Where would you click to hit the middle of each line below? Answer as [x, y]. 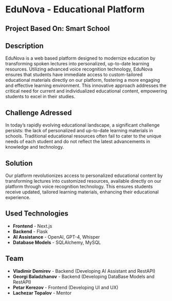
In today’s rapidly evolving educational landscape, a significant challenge [83, 125]
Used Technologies [37, 214]
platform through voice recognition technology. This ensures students [79, 187]
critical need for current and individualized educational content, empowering [86, 91]
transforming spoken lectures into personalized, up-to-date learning [77, 64]
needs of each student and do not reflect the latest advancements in [78, 141]
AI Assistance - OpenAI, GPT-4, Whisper [56, 237]
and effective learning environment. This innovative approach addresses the [86, 85]
